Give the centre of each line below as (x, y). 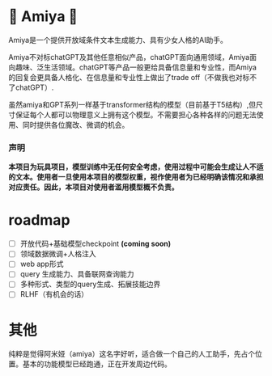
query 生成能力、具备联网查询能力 (77, 274)
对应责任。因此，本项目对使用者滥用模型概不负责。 (93, 187)
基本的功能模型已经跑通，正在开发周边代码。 (97, 364)
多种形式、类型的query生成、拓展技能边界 (90, 284)
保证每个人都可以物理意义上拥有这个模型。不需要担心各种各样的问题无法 (136, 114)
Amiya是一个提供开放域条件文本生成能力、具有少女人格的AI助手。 (118, 40)
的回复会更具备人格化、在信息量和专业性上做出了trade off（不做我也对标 (129, 77)
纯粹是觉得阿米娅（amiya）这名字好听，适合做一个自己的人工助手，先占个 (132, 354)
